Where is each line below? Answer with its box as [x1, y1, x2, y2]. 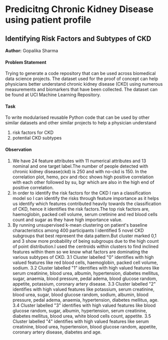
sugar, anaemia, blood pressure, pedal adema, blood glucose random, [12, 276, 157, 282]
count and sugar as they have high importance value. [12, 217, 123, 223]
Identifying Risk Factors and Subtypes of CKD [5, 34, 151, 43]
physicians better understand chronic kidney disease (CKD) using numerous [5, 81, 163, 87]
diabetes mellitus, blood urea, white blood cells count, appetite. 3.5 [12, 313, 151, 319]
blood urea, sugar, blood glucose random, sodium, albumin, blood [12, 291, 149, 298]
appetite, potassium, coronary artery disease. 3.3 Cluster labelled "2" [12, 281, 156, 287]
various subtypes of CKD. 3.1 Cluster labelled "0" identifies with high [12, 254, 154, 260]
